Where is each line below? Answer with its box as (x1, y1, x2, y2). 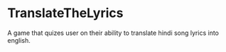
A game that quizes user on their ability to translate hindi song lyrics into (7, 28, 219, 37)
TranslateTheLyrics (7, 5, 124, 21)
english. (7, 36, 31, 44)
